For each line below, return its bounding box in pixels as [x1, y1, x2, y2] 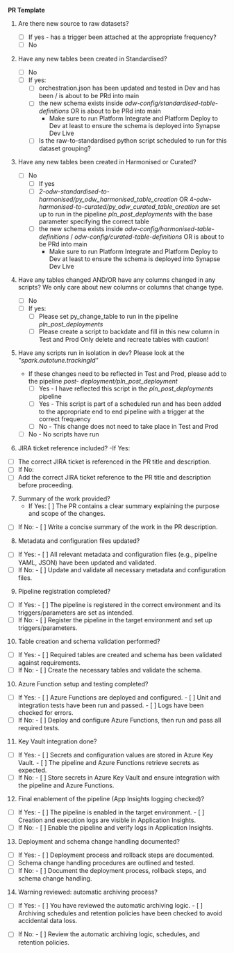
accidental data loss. [17, 917, 78, 925]
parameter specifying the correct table [38, 217, 150, 226]
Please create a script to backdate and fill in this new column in [38, 327, 219, 336]
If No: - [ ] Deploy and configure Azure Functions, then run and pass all [17, 716, 222, 724]
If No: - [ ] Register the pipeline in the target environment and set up [17, 615, 212, 624]
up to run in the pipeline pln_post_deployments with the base [38, 210, 213, 218]
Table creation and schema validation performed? [17, 637, 160, 645]
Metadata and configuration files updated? [17, 537, 140, 545]
